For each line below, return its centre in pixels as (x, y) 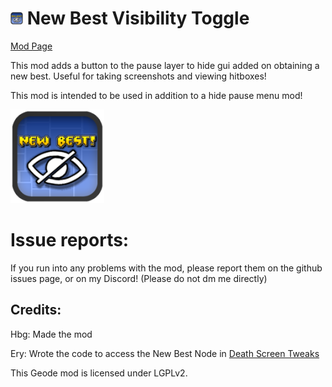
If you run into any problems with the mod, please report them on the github (166, 268)
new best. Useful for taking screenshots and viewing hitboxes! (138, 76)
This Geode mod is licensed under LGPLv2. (99, 373)
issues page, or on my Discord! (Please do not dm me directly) (139, 278)
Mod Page (31, 46)
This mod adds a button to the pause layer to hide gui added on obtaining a (165, 65)
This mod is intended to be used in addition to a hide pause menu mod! (156, 95)
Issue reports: (70, 240)
